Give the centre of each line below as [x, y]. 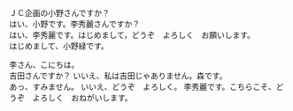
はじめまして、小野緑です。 [59, 46]
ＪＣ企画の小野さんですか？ [60, 13]
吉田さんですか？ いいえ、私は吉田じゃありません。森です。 [118, 76]
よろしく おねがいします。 [82, 98]
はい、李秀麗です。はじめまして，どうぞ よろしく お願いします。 [132, 35]
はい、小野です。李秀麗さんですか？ [74, 24]
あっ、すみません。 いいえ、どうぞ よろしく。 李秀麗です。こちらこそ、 [143, 87]
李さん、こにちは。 [44, 65]
